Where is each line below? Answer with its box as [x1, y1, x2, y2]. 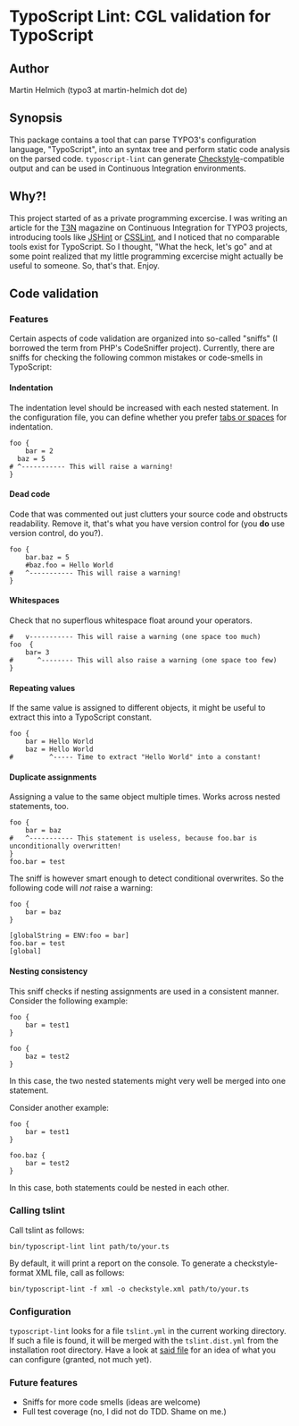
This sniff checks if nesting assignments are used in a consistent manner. [9, 986, 279, 996]
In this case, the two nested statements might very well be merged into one [9, 1075, 287, 1086]
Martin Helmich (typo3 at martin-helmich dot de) [9, 85, 187, 95]
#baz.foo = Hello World [25, 560, 114, 569]
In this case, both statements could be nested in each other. [9, 1182, 229, 1192]
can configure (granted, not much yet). [9, 1354, 152, 1365]
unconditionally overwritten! [9, 841, 122, 851]
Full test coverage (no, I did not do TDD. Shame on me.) [21, 1406, 228, 1417]
